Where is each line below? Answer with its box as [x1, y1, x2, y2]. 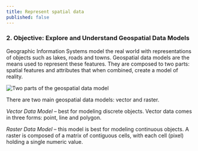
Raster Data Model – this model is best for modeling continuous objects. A [6, 125, 190, 132]
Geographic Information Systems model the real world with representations [6, 47, 191, 54]
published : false [6, 14, 50, 20]
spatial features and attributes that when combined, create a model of [6, 66, 178, 73]
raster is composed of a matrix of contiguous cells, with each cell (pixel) [6, 132, 184, 139]
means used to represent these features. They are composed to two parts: [6, 60, 190, 67]
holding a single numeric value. [6, 138, 83, 145]
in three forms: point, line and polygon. [6, 114, 102, 121]
